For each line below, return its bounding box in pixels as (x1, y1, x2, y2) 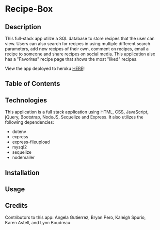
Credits (5, 201, 28, 210)
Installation (5, 168, 40, 177)
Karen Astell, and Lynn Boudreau (5, 219, 70, 225)
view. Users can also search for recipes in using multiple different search (5, 41, 151, 47)
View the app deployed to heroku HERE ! (5, 66, 85, 71)
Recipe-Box (5, 3, 53, 15)
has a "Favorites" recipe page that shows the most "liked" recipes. (5, 56, 138, 62)
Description (5, 23, 41, 31)
